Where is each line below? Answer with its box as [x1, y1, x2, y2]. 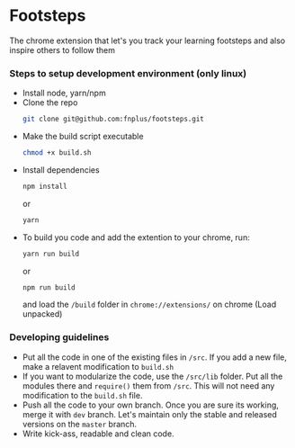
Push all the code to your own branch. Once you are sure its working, [22, 399, 279, 410]
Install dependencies [22, 164, 101, 175]
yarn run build [22, 249, 80, 258]
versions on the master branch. [22, 418, 138, 429]
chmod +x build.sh [22, 148, 92, 157]
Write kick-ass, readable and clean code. [22, 428, 174, 439]
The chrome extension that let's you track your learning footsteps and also [9, 35, 286, 46]
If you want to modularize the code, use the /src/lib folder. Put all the [22, 371, 283, 381]
